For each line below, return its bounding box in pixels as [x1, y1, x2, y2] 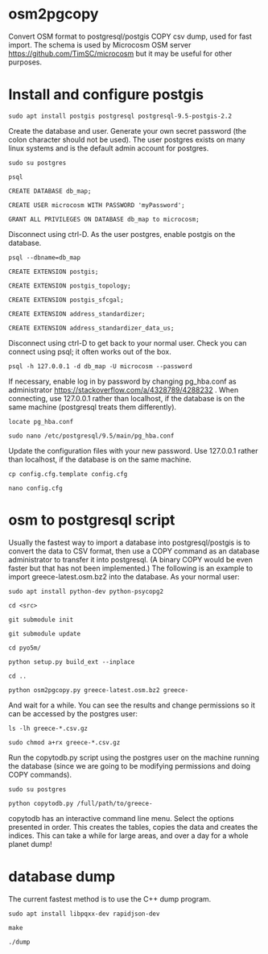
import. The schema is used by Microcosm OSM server [8, 39, 192, 49]
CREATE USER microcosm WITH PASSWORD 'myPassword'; [8, 201, 185, 209]
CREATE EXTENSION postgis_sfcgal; [8, 296, 125, 304]
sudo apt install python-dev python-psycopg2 [8, 587, 163, 595]
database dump [8, 868, 116, 886]
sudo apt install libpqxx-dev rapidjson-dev [8, 910, 160, 918]
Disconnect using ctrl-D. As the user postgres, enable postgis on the [8, 229, 236, 238]
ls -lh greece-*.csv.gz [8, 724, 89, 732]
